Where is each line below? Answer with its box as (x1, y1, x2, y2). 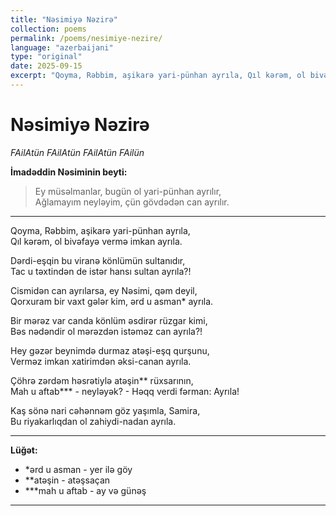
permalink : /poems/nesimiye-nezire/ (10, 33, 163, 43)
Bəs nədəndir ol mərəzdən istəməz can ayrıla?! (10, 325, 203, 337)
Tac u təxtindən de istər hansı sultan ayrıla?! (10, 265, 192, 277)
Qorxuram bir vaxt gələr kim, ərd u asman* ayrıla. (10, 295, 214, 307)
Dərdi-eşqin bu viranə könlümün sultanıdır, (10, 254, 186, 266)
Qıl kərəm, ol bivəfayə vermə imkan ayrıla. (10, 235, 183, 247)
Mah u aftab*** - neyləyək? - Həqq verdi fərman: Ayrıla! (10, 385, 240, 397)
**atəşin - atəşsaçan (24, 474, 111, 486)
